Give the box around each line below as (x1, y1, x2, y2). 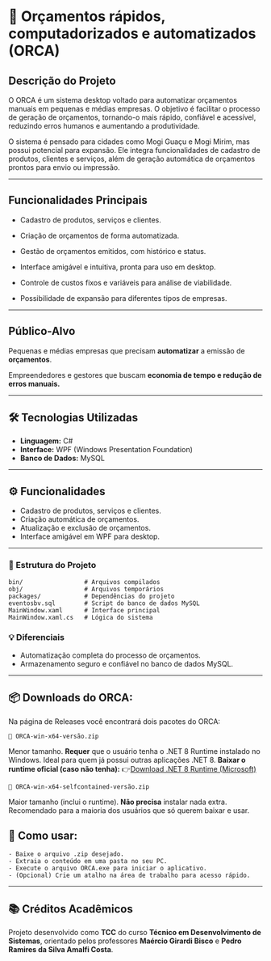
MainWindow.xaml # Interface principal (8, 606, 161, 614)
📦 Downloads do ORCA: (8, 691, 133, 705)
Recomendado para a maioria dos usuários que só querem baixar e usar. (8, 805, 250, 815)
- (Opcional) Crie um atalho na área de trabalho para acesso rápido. (8, 871, 251, 880)
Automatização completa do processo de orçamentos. (19, 650, 202, 660)
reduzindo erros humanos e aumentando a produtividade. (8, 121, 200, 130)
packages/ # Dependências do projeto (8, 592, 175, 600)
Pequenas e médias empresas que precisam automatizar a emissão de (8, 345, 245, 355)
